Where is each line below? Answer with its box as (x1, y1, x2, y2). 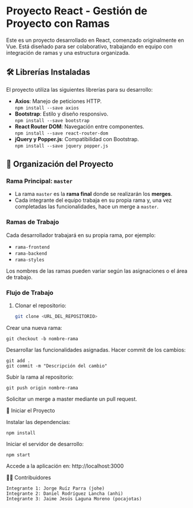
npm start (6, 451, 31, 458)
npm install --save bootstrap (14, 117, 90, 123)
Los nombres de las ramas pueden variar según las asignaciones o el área (6, 267, 188, 275)
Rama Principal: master (6, 177, 73, 185)
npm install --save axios (14, 105, 79, 111)
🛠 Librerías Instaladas (6, 67, 90, 77)
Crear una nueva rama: (6, 324, 62, 331)
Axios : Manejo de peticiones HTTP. (14, 97, 102, 105)
